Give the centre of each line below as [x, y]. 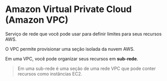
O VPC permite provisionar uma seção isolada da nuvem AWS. [70, 49]
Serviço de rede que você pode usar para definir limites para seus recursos [83, 34]
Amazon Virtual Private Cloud [68, 9]
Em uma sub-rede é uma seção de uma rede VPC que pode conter [87, 68]
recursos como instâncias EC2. [50, 73]
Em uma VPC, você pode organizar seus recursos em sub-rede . [72, 58]
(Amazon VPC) [37, 20]
